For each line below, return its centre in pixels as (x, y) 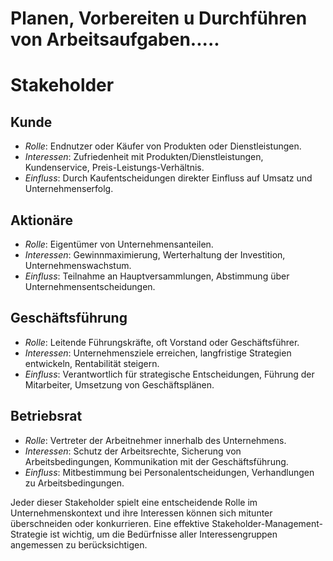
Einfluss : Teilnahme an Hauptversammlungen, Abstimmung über (157, 276)
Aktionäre (41, 220)
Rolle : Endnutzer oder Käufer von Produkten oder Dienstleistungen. (163, 146)
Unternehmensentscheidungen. (90, 286)
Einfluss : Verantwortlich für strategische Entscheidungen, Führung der (169, 374)
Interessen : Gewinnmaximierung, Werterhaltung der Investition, (155, 255)
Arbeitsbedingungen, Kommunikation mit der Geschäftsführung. (156, 461)
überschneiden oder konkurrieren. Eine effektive (110, 523)
